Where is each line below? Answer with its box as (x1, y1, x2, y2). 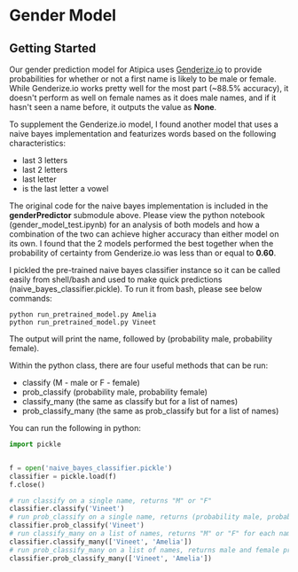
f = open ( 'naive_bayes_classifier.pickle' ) (9, 463, 173, 473)
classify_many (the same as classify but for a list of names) (21, 396, 239, 406)
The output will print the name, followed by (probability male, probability (9, 333, 273, 344)
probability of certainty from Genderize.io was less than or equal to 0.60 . (9, 247, 277, 258)
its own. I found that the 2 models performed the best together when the (9, 239, 274, 248)
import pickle (9, 440, 62, 449)
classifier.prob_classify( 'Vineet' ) (9, 521, 145, 530)
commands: (9, 294, 53, 303)
